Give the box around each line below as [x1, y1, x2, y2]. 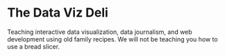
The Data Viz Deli [7, 5, 109, 21]
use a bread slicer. [7, 42, 60, 50]
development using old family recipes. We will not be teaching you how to [7, 35, 218, 43]
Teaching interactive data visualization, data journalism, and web [7, 28, 192, 36]
